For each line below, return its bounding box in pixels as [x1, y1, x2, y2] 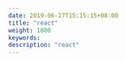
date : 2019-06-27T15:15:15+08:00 [8, 11, 119, 20]
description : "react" [8, 41, 80, 49]
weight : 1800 [8, 26, 52, 34]
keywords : [8, 33, 41, 42]
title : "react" [8, 19, 59, 27]
